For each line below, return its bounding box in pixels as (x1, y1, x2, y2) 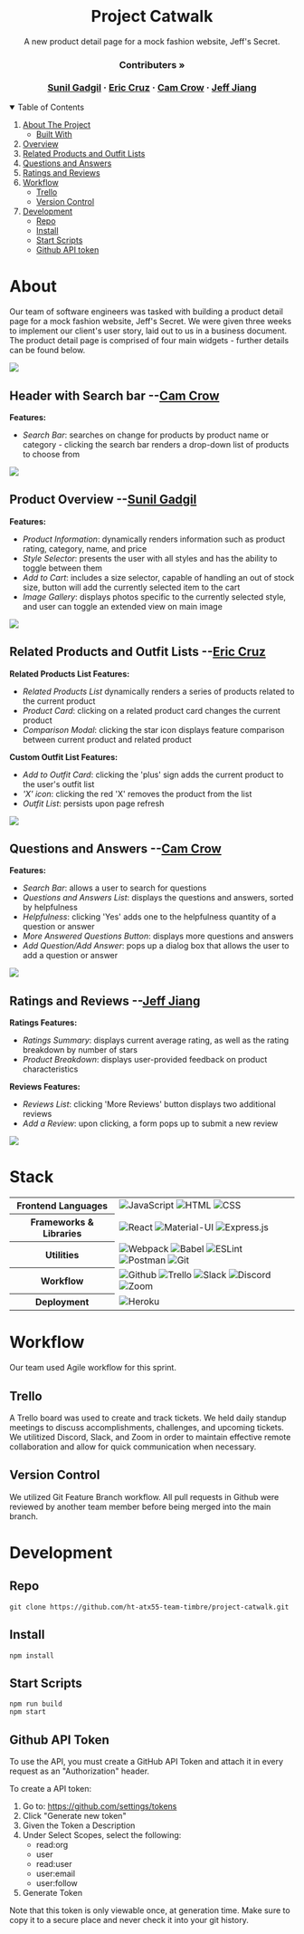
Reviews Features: (9, 1082, 81, 1092)
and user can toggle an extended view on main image (22, 601, 223, 611)
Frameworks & (30, 1216, 95, 1228)
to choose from (22, 448, 81, 459)
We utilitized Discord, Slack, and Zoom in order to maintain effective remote (9, 1431, 291, 1442)
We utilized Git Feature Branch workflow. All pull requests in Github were (9, 1491, 280, 1502)
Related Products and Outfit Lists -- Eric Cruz (9, 644, 267, 659)
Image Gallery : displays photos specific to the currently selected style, (22, 591, 287, 602)
